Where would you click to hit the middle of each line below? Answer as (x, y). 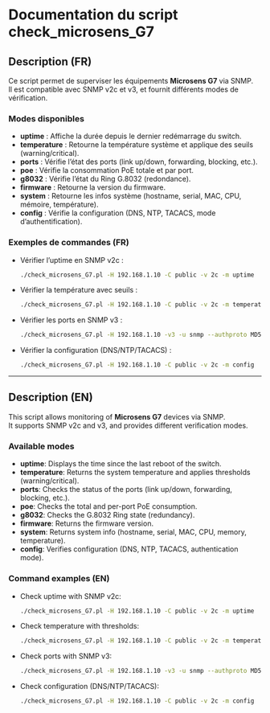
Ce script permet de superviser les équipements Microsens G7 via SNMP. (131, 81)
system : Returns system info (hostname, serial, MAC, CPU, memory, (133, 532)
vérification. (28, 98)
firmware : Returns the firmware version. (87, 523)
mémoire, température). (59, 205)
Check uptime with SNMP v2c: (71, 596)
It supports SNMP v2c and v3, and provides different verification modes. (128, 425)
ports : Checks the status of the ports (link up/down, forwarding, (126, 490)
